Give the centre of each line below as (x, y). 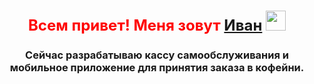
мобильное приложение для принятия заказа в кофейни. (157, 68)
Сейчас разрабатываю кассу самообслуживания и (157, 55)
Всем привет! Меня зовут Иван (145, 25)
